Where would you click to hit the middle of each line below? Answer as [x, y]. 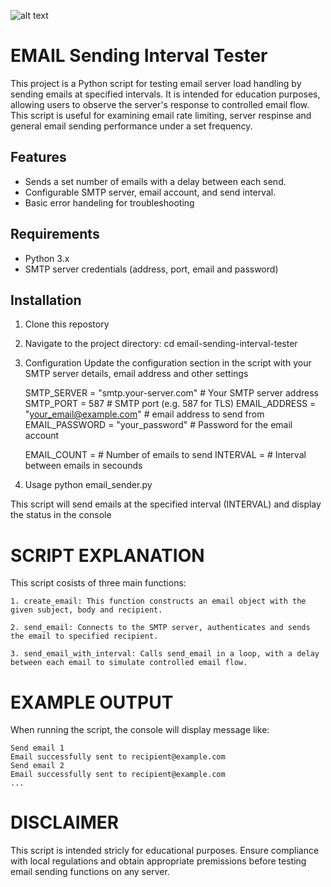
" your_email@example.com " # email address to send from [144, 414]
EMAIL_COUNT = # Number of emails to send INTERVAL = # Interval [165, 455]
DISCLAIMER [65, 822]
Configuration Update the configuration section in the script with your [168, 363]
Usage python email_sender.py [88, 485]
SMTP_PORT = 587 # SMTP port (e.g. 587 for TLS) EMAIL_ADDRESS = [170, 404]
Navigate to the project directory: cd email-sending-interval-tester [161, 344]
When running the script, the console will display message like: [140, 730]
